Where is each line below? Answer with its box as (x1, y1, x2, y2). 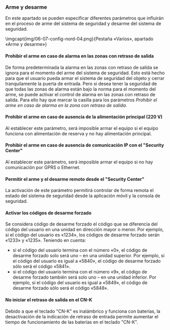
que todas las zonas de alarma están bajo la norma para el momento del (5, 86, 156, 92)
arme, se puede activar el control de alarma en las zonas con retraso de (5, 91, 156, 97)
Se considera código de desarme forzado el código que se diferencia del (5, 221, 158, 227)
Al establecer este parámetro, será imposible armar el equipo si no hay (5, 159, 153, 165)
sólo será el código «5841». (12, 263, 71, 269)
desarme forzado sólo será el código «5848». (12, 285, 109, 291)
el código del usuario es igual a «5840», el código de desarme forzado (12, 258, 161, 264)
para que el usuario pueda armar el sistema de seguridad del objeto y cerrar (5, 75, 165, 81)
